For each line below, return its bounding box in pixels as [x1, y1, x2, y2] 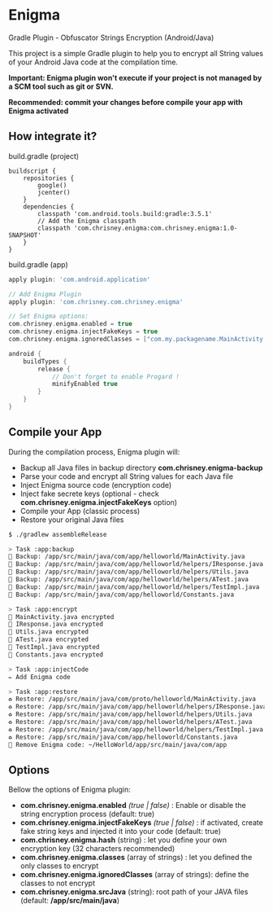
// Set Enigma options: [8, 312, 89, 321]
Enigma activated [8, 106, 69, 116]
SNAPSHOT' [8, 230, 42, 239]
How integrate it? [8, 129, 97, 143]
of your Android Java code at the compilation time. [8, 57, 179, 67]
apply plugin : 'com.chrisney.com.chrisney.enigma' [8, 297, 184, 306]
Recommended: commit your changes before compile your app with [8, 97, 243, 107]
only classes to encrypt [19, 861, 99, 871]
